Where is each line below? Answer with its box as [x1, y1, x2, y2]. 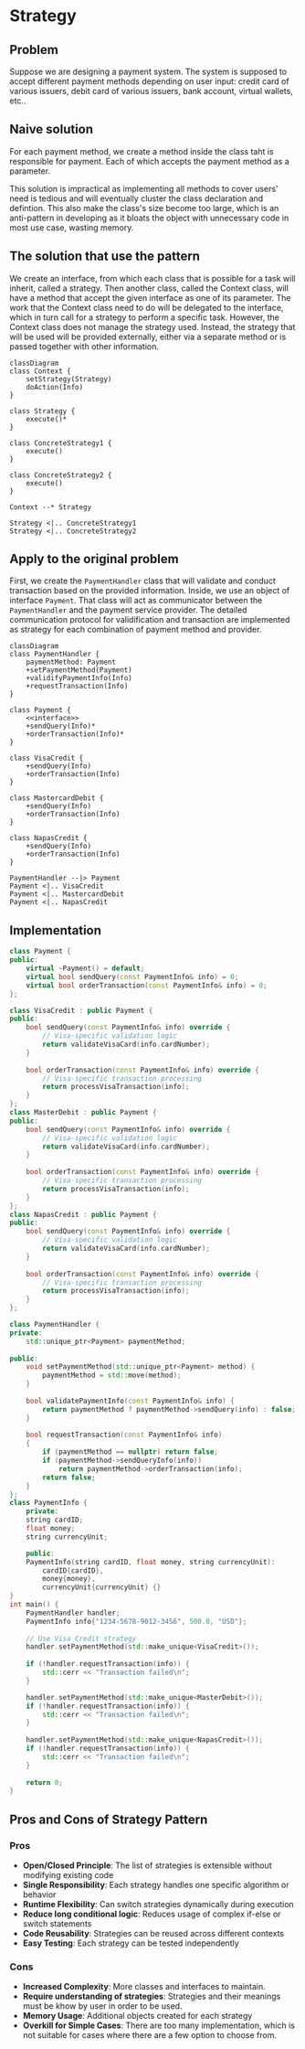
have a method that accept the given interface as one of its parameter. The [9, 292, 291, 303]
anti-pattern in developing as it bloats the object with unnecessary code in [9, 212, 289, 223]
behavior [22, 1889, 57, 1900]
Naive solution [9, 122, 94, 137]
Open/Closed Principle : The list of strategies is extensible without [22, 1860, 272, 1871]
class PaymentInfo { [9, 1499, 89, 1508]
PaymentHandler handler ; [26, 1608, 121, 1617]
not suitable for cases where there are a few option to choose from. [22, 2030, 277, 2041]
